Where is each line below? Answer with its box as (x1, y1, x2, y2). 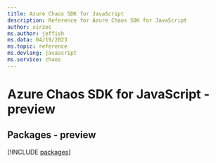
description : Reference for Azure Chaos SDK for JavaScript (7, 17, 188, 24)
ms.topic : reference (7, 43, 68, 50)
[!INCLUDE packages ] (7, 148, 71, 156)
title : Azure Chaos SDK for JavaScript (7, 10, 125, 18)
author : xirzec (7, 23, 52, 30)
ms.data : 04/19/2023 (7, 37, 68, 44)
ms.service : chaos (7, 56, 61, 63)
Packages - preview (7, 129, 96, 141)
